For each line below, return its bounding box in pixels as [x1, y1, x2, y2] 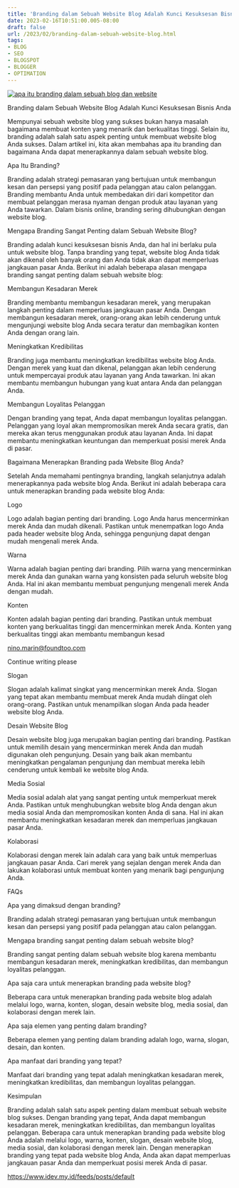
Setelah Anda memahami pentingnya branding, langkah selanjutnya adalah [7, 471, 226, 480]
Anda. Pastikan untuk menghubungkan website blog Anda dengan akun [7, 800, 217, 809]
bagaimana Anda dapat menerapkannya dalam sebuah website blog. [7, 147, 208, 156]
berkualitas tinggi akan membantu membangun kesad [7, 630, 165, 638]
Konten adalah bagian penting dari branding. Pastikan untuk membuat [7, 615, 212, 623]
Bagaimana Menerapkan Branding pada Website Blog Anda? [7, 457, 184, 466]
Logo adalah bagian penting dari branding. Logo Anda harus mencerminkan [7, 514, 229, 523]
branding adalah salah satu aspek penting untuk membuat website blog [7, 132, 217, 141]
